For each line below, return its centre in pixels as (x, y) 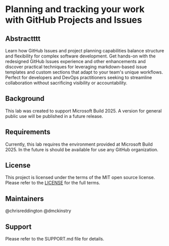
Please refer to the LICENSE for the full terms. (53, 183)
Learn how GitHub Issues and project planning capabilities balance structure (85, 51)
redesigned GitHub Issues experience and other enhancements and (76, 61)
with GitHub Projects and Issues (74, 20)
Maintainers (25, 198)
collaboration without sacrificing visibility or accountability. (66, 83)
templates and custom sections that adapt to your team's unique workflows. (84, 72)
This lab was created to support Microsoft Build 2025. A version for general (83, 111)
